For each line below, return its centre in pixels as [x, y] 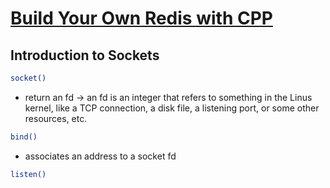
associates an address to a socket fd [100, 156]
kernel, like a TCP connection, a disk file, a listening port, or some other [172, 108]
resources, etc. [56, 118]
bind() [24, 137]
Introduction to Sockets [85, 55]
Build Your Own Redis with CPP [141, 18]
